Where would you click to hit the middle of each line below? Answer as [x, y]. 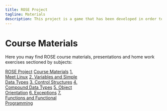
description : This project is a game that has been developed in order [81, 19]
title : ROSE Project [27, 10]
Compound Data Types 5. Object [39, 87]
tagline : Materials [25, 14]
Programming [19, 103]
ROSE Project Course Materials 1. [39, 72]
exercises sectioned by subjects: [39, 62]
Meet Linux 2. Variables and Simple [41, 77]
